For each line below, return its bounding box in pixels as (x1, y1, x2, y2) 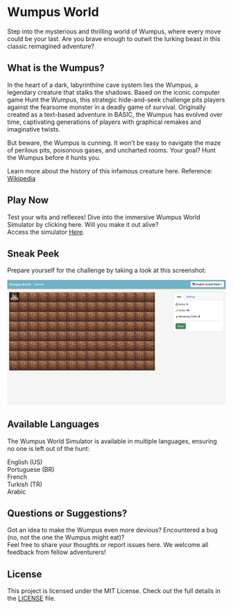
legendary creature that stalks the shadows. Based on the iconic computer (7, 88, 221, 96)
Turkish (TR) (7, 480, 43, 488)
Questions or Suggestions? (7, 507, 128, 519)
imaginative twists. (7, 125, 61, 133)
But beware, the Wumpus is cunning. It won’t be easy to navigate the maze (7, 139, 221, 147)
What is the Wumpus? (7, 62, 105, 74)
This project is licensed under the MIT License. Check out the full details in (7, 587, 221, 595)
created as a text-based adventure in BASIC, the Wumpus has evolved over (7, 110, 223, 118)
